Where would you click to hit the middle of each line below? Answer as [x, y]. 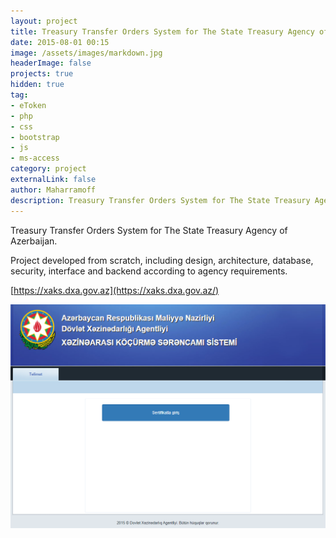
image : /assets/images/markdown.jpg [86, 53]
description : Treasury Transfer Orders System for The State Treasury [160, 200]
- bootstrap [35, 137]
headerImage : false [51, 63]
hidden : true [37, 85]
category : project [48, 169]
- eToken [28, 105]
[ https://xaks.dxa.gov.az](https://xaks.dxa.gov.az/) [115, 290]
